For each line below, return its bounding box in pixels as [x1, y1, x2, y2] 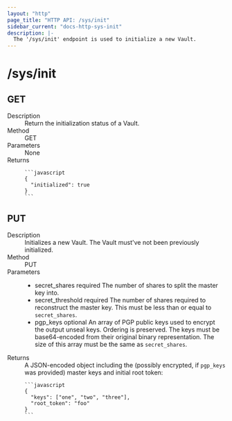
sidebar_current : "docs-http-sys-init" [7, 23, 123, 30]
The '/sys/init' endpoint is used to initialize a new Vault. [13, 36, 197, 43]
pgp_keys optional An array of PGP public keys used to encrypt [34, 318, 216, 326]
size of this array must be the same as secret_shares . [34, 340, 188, 348]
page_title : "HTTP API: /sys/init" [7, 17, 110, 24]
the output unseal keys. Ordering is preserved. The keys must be [34, 325, 220, 334]
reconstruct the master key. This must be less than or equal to [34, 303, 212, 311]
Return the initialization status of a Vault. [24, 119, 140, 128]
